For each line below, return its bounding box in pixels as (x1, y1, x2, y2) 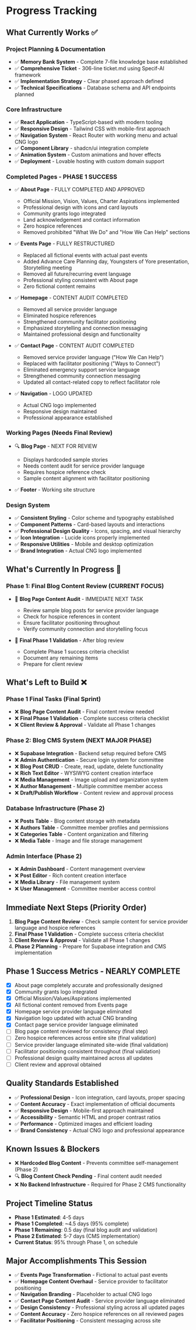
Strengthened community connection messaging (23, 373, 141, 380)
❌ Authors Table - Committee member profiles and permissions (14, 824, 169, 831)
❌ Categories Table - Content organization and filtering (14, 831, 149, 838)
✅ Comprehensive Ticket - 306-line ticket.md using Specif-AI (14, 64, 164, 71)
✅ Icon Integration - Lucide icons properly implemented (14, 534, 150, 541)
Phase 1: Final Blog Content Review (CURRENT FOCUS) (6, 582, 164, 590)
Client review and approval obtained (14, 1061, 101, 1068)
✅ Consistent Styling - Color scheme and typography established (14, 514, 174, 521)
